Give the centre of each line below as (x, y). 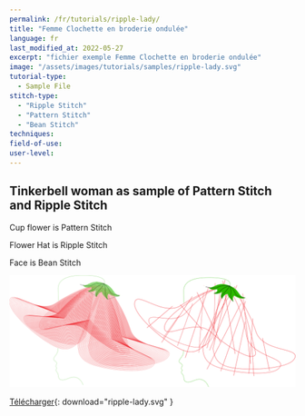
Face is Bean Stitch (45, 262)
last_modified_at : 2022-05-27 (67, 48)
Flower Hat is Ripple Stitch (59, 244)
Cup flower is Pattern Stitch (61, 227)
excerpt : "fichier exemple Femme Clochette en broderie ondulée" (135, 58)
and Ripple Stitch (59, 206)
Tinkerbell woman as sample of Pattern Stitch (141, 191)
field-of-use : (36, 144)
